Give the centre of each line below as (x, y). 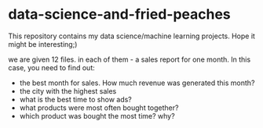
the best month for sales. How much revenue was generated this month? (137, 83)
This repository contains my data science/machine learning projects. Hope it (131, 36)
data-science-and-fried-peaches (120, 14)
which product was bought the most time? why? (97, 116)
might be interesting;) (43, 44)
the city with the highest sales (68, 91)
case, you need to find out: (52, 67)
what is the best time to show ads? (75, 99)
